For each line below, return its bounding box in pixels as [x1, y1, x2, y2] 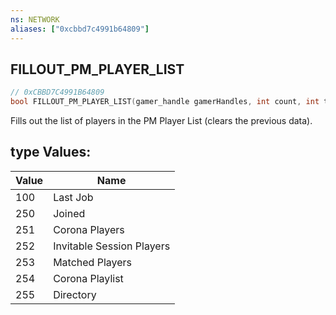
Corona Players [53, 222, 125, 236]
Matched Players [53, 255, 132, 269]
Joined [53, 206, 86, 220]
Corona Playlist [53, 271, 124, 285]
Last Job [53, 190, 94, 204]
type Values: [10, 144, 92, 161]
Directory [53, 287, 97, 301]
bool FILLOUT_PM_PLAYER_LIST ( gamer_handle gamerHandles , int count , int [10, 97, 320, 107]
